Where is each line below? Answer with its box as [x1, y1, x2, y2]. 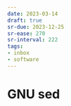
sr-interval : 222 [7, 37, 58, 44]
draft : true [7, 17, 42, 24]
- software [7, 56, 39, 63]
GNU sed [7, 86, 60, 102]
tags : [7, 43, 23, 50]
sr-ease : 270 [7, 29, 46, 37]
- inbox [7, 50, 30, 57]
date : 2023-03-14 [7, 10, 58, 18]
